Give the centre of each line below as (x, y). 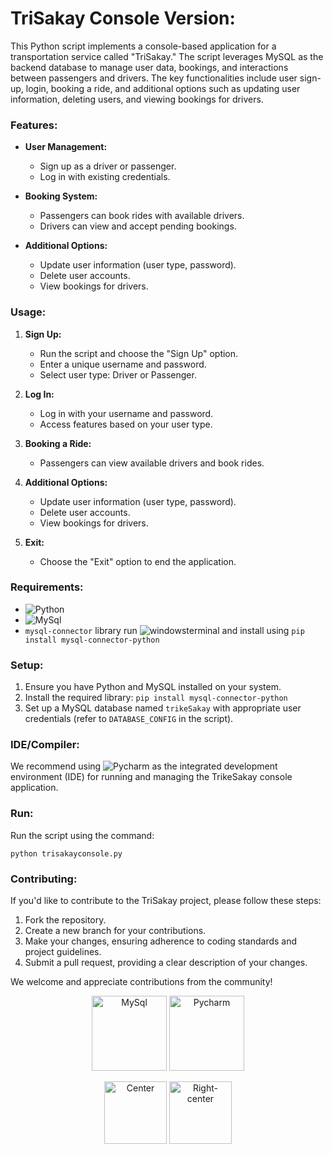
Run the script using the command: (82, 835)
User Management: (66, 147)
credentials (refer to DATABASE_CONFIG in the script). (129, 719)
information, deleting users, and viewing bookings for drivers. (137, 99)
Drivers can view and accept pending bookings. (138, 226)
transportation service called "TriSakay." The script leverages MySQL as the (167, 56)
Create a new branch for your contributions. (115, 931)
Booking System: (61, 196)
